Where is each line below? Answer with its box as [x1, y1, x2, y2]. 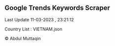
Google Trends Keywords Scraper [4, 4, 110, 12]
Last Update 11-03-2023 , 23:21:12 [4, 16, 74, 22]
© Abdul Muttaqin [4, 35, 41, 41]
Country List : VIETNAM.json [4, 26, 62, 32]
